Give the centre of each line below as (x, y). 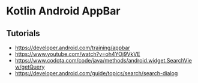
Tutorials (23, 33)
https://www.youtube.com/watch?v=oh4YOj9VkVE (77, 54)
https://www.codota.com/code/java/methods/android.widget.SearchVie (103, 60)
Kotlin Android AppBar (63, 11)
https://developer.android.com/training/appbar (72, 48)
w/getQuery (30, 67)
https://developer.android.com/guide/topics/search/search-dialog (96, 73)
